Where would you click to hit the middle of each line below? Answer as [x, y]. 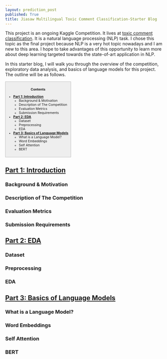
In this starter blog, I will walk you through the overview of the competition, [82, 64]
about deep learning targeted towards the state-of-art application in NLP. [80, 54]
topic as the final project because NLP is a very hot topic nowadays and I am [84, 44]
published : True [22, 14]
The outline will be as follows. [36, 75]
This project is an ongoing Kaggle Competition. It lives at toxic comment [79, 33]
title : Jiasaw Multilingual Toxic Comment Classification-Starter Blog [81, 19]
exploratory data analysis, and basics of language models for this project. [81, 69]
